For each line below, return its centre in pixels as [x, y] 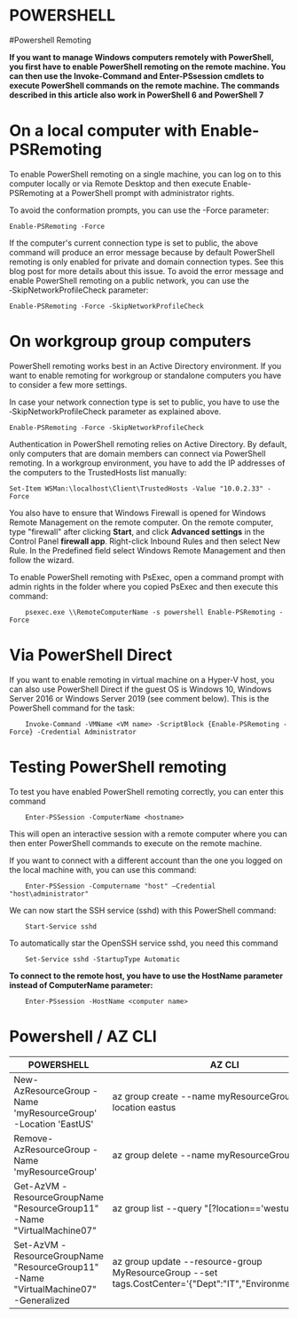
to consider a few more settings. [68, 384]
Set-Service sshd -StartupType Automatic [102, 959]
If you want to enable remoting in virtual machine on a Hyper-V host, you [142, 679]
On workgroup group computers [130, 341]
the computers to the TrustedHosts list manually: [98, 472]
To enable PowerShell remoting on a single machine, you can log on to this [145, 174]
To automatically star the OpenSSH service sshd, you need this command [144, 943]
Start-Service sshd [61, 926]
